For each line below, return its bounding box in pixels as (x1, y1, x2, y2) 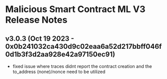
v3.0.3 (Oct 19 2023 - (5, 34, 75, 43)
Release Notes (5, 14, 68, 26)
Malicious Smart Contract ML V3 (5, 4, 146, 15)
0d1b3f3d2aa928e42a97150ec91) (5, 50, 115, 58)
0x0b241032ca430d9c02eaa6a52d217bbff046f (5, 42, 162, 51)
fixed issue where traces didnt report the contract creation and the (12, 63, 152, 69)
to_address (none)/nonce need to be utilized (12, 69, 106, 74)
